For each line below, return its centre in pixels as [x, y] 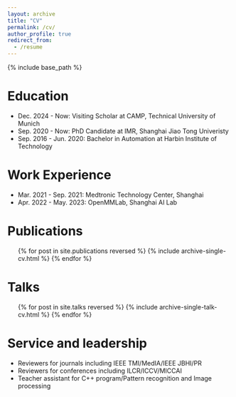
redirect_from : [30, 41]
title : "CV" [25, 21]
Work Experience [59, 175]
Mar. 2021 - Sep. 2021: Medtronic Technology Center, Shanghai [111, 195]
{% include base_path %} [45, 67]
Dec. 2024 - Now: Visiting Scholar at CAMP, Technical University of [117, 115]
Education [38, 96]
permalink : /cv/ [31, 27]
